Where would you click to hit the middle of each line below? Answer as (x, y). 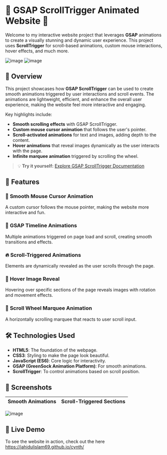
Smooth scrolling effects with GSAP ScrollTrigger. (65, 124)
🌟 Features (22, 182)
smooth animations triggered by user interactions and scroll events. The (80, 94)
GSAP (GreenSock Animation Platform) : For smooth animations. (79, 366)
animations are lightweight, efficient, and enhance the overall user (74, 99)
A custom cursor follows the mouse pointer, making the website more (77, 207)
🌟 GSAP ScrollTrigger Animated (72, 10)
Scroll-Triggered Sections (93, 402)
